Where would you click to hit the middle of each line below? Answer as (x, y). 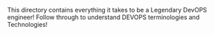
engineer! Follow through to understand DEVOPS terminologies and (104, 17)
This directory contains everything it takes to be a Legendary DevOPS (107, 10)
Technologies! (27, 24)
